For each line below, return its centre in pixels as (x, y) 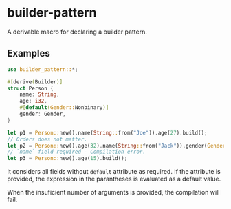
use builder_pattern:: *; (43, 69)
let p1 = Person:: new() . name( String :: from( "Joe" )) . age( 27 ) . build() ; (107, 132)
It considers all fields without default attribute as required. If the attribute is (114, 172)
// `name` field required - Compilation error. (77, 152)
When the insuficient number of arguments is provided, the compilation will (113, 192)
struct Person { (30, 88)
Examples (29, 53)
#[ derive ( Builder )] (35, 82)
